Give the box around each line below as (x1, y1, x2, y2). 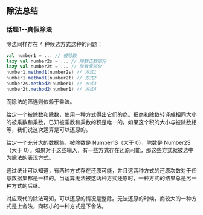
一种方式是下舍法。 (59, 202, 107, 210)
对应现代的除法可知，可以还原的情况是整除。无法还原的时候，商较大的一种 (6, 194, 192, 202)
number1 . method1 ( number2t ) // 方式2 (6, 75, 97, 81)
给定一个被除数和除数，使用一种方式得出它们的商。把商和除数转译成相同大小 (6, 111, 197, 118)
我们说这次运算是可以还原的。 (16, 126, 91, 133)
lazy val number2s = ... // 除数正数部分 (6, 58, 107, 64)
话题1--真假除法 (6, 25, 53, 34)
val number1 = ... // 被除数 (6, 52, 77, 59)
